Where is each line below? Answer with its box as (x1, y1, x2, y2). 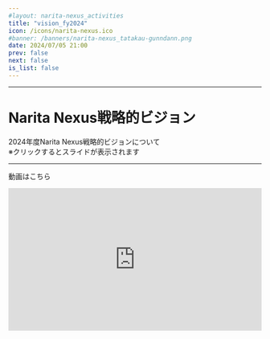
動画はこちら (8, 171, 51, 181)
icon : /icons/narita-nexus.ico (8, 27, 113, 35)
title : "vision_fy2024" (8, 19, 88, 27)
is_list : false (8, 64, 59, 72)
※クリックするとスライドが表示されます (8, 146, 140, 157)
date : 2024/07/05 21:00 (8, 42, 88, 50)
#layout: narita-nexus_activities (8, 11, 125, 20)
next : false (8, 57, 48, 65)
